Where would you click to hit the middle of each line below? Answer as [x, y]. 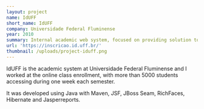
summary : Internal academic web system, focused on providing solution [99, 40]
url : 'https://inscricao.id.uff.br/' [54, 46]
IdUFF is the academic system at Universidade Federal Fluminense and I [97, 68]
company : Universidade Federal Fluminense [61, 29]
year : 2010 [20, 35]
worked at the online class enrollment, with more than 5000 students [92, 75]
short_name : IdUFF [29, 23]
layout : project [27, 12]
